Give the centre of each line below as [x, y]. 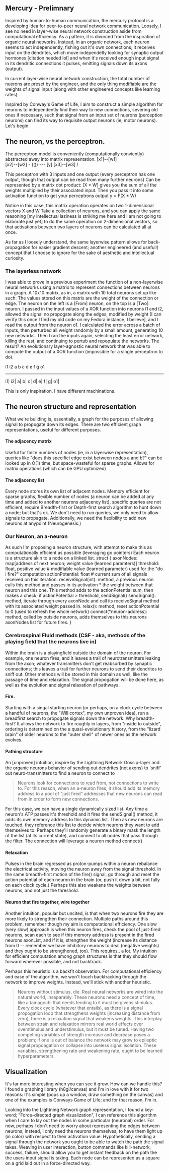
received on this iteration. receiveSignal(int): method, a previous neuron [79, 580]
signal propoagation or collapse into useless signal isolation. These [87, 1045]
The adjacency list [25, 480]
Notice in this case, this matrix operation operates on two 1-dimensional [79, 205]
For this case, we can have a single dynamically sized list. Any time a [76, 809]
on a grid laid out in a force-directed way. [48, 1163]
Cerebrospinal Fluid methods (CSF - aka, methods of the [75, 636]
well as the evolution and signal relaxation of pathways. [62, 685]
